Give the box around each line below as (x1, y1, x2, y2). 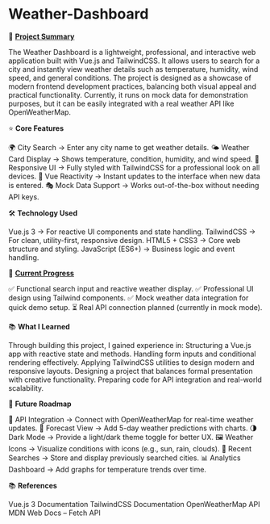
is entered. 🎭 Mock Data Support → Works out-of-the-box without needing (8, 180, 260, 190)
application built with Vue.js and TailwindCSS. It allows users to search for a (8, 56, 260, 65)
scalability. (8, 383, 44, 392)
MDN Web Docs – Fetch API (8, 508, 101, 518)
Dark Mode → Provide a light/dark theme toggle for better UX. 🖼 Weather (8, 432, 254, 442)
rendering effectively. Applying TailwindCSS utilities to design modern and (8, 357, 255, 367)
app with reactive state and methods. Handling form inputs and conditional (8, 349, 256, 358)
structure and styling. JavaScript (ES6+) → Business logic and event (8, 244, 235, 254)
